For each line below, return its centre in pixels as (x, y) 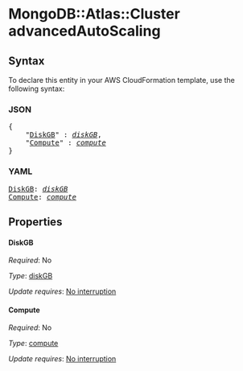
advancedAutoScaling (84, 31)
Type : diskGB (31, 276)
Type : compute (33, 344)
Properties (35, 222)
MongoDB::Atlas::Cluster (95, 14)
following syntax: (37, 89)
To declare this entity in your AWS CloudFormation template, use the (121, 80)
